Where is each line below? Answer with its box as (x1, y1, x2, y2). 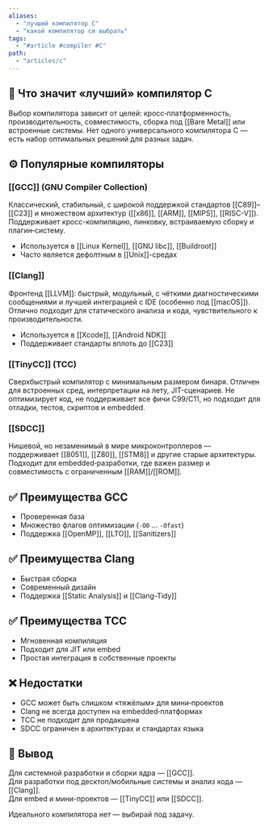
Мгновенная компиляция (19, 636, 107, 645)
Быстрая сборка (19, 573, 77, 583)
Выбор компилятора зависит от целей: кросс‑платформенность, (8, 108, 232, 118)
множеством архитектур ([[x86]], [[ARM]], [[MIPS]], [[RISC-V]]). (40, 208, 259, 218)
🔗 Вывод (8, 746, 54, 760)
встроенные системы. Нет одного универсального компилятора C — (8, 125, 248, 135)
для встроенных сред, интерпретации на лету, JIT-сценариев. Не (8, 385, 235, 395)
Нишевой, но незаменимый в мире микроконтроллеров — (8, 441, 212, 451)
